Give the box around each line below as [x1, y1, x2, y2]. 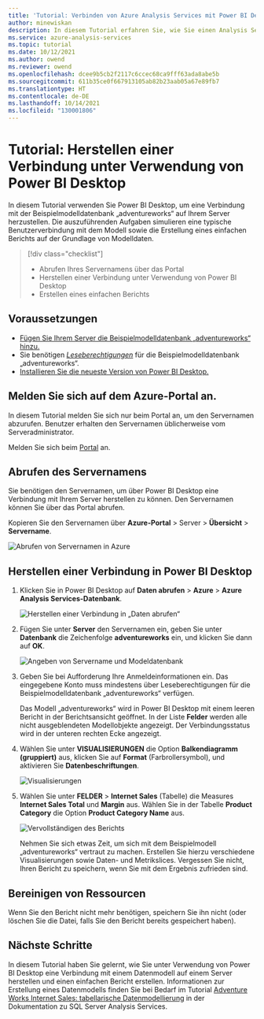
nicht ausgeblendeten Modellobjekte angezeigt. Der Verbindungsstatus [19, 720, 251, 730]
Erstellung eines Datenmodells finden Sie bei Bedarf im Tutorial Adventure [8, 984, 247, 994]
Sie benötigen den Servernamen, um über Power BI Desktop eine [8, 486, 219, 496]
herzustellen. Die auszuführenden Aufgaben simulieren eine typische [8, 217, 232, 226]
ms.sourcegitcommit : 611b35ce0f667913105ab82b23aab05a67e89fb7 [8, 77, 220, 85]
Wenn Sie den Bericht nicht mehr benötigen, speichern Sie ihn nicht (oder [8, 908, 247, 917]
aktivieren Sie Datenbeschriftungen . [19, 761, 139, 771]
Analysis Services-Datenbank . [19, 594, 123, 604]
